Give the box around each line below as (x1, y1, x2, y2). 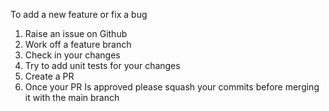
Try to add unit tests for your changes (24, 60, 181, 71)
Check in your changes (24, 49, 121, 61)
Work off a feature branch (24, 39, 132, 50)
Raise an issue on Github (24, 28, 128, 39)
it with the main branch (24, 92, 120, 103)
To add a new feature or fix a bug (10, 9, 148, 20)
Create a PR (24, 70, 75, 82)
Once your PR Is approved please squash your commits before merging (24, 81, 320, 93)
